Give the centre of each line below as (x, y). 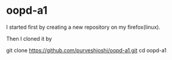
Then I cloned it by (29, 38)
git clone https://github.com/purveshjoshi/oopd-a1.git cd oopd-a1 (87, 50)
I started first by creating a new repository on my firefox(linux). (83, 27)
